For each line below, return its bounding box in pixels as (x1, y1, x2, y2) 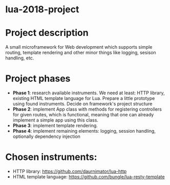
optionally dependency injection (12, 133, 81, 139)
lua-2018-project (5, 4, 79, 15)
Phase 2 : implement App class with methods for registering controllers (12, 106, 162, 112)
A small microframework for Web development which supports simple (5, 44, 153, 50)
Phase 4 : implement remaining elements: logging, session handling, (12, 128, 156, 134)
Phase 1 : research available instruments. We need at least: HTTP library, (12, 90, 165, 96)
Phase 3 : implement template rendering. (12, 122, 98, 129)
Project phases (5, 73, 71, 85)
